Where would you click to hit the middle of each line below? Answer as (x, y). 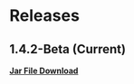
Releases (44, 16)
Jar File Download (44, 70)
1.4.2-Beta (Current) (68, 49)
